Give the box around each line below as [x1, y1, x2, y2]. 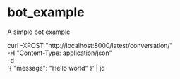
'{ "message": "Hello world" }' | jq [7, 63, 106, 72]
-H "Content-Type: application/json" [7, 49, 112, 57]
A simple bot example [7, 28, 71, 36]
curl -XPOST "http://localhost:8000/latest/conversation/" [7, 41, 173, 49]
